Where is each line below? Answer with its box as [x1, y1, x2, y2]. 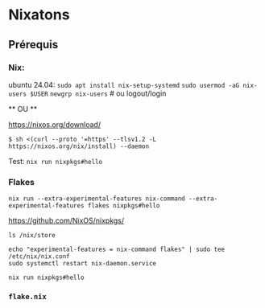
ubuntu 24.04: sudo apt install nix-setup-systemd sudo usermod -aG [8, 80, 240, 89]
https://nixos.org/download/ [8, 119, 101, 129]
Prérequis [8, 38, 59, 51]
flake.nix [8, 292, 47, 302]
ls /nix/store [8, 232, 56, 240]
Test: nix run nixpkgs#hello [8, 156, 103, 166]
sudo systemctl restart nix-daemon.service [8, 260, 157, 268]
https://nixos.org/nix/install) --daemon [8, 142, 150, 150]
